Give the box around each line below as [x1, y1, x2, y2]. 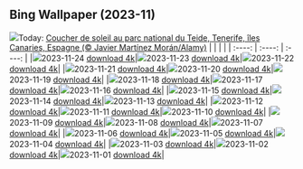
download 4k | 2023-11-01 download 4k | [9, 149, 165, 160]
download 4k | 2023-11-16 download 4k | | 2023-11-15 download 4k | [9, 85, 273, 96]
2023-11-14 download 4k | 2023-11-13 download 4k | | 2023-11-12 [9, 95, 264, 107]
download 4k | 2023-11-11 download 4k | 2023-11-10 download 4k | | [9, 106, 271, 117]
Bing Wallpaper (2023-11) [9, 7, 156, 23]
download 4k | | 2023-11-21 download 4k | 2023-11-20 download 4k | [9, 63, 274, 74]
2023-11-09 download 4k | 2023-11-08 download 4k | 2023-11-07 [9, 117, 264, 127]
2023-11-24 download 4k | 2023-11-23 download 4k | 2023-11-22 [41, 52, 295, 63]
